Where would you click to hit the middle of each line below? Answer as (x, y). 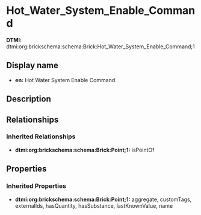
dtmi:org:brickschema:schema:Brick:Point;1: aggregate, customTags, (103, 199)
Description (29, 99)
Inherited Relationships (41, 136)
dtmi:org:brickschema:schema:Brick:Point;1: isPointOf (85, 150)
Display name (32, 66)
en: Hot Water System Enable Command (65, 80)
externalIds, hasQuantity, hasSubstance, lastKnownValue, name (94, 205)
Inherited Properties (36, 186)
